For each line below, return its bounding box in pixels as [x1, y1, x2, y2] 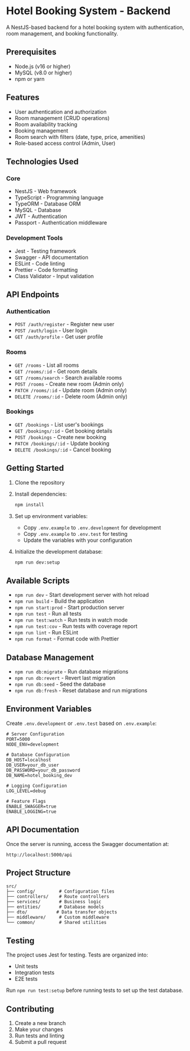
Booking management [14, 127, 68, 134]
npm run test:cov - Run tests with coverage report [14, 623, 137, 630]
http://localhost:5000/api [6, 852, 73, 858]
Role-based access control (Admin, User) [14, 139, 116, 147]
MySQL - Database [14, 207, 61, 214]
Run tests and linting [14, 1032, 65, 1039]
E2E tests [14, 975, 38, 982]
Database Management [6, 652, 94, 662]
